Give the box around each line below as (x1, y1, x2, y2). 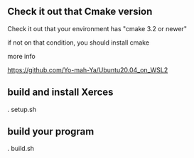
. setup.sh (7, 105, 37, 113)
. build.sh (7, 145, 34, 153)
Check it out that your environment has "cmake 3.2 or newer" (7, 24, 187, 33)
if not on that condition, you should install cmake (7, 38, 150, 47)
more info (7, 52, 36, 60)
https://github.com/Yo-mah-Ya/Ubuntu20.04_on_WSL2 (7, 65, 168, 74)
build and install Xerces (7, 86, 114, 98)
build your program (7, 125, 95, 137)
